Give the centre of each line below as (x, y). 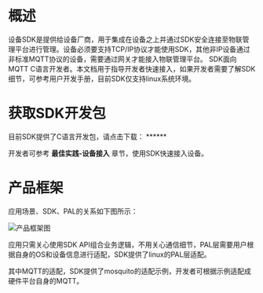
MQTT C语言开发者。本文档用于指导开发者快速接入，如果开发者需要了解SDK (132, 68)
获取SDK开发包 (57, 114)
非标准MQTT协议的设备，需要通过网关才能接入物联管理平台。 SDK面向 (122, 59)
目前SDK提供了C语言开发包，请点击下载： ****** (88, 136)
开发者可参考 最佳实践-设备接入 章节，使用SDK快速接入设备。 (108, 153)
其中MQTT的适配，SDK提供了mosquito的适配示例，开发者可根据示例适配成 (130, 271)
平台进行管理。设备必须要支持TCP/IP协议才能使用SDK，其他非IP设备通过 (132, 49)
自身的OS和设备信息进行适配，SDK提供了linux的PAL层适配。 (113, 254)
